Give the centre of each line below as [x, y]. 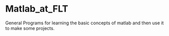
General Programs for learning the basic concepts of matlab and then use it [85, 23]
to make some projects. [30, 28]
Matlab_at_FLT [37, 9]
